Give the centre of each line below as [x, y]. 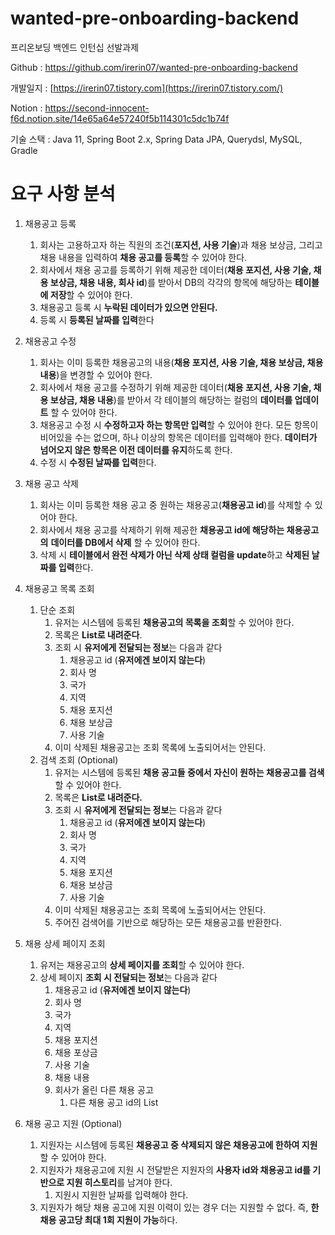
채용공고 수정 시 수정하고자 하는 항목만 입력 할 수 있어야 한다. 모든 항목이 [179, 424]
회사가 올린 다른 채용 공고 [104, 1089]
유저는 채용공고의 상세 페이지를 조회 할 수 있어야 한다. [142, 964]
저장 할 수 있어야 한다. [91, 294]
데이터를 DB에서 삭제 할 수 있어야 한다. [125, 542]
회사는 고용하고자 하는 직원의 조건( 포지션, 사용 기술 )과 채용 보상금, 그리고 [181, 244]
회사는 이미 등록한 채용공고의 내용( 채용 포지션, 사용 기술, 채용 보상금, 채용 [181, 362]
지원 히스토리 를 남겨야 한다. [119, 1182]
